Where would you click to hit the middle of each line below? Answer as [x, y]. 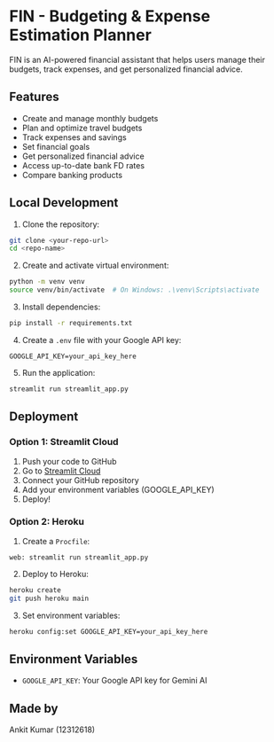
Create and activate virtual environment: [95, 266]
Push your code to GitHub [69, 461]
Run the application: [59, 372]
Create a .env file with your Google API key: [102, 340]
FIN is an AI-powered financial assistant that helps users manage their [137, 59]
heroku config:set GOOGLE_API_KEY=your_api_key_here [109, 631]
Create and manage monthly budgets [90, 118]
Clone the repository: [61, 224]
